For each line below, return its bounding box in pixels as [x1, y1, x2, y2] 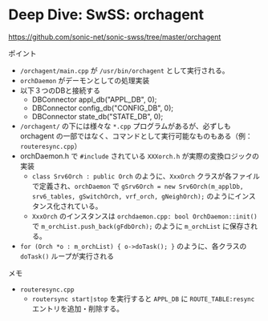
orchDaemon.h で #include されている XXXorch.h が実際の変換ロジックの [19, 150, 259, 161]
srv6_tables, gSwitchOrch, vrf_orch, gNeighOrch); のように [31, 191, 235, 201]
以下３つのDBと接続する [19, 86, 101, 95]
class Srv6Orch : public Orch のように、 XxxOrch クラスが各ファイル [31, 171, 261, 181]
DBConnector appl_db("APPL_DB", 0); [31, 94, 157, 104]
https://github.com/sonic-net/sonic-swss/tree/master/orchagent [8, 32, 221, 42]
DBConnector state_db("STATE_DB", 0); [31, 111, 164, 121]
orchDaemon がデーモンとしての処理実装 [19, 75, 150, 85]
